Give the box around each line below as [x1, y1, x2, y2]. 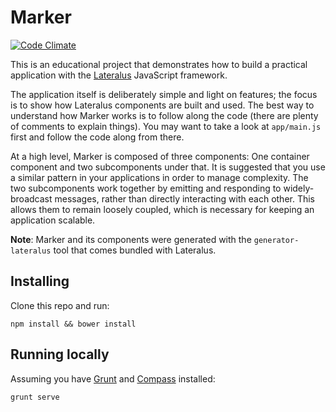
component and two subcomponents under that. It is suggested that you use [10, 161, 326, 173]
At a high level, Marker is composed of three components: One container [10, 150, 310, 162]
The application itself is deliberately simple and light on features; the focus [10, 88, 318, 100]
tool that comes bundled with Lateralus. [53, 244, 217, 256]
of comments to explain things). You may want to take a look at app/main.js [10, 120, 322, 132]
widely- [283, 182, 315, 194]
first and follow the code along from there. [10, 131, 185, 143]
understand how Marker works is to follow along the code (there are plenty [10, 109, 319, 121]
